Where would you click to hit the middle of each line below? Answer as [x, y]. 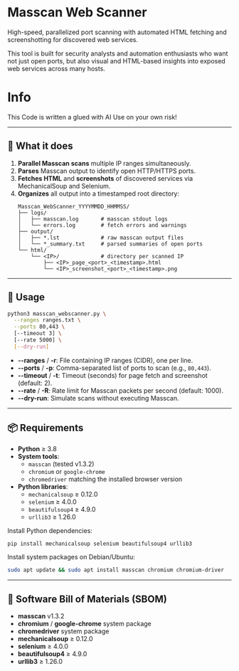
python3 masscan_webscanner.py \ [57, 314]
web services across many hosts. [56, 68]
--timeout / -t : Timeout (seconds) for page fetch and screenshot [112, 375]
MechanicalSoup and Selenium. [64, 186]
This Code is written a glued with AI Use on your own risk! [92, 117]
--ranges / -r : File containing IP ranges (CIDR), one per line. [105, 360]
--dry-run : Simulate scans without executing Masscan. [98, 398]
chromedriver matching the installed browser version [105, 479]
